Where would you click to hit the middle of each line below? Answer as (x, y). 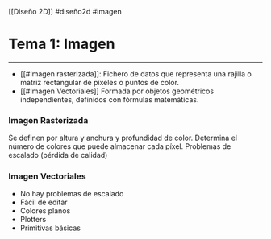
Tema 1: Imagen (62, 44)
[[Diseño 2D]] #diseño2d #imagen (65, 12)
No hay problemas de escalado (72, 193)
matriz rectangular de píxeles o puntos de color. (100, 82)
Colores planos (45, 210)
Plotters (33, 219)
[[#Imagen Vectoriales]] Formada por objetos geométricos (117, 91)
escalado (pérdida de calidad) (58, 155)
